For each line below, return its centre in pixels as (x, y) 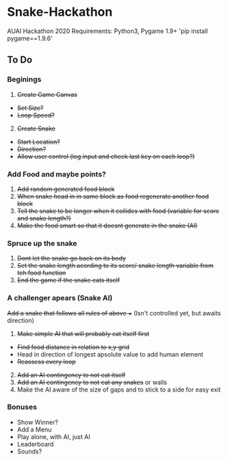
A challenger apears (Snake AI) (60, 298)
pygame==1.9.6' (30, 38)
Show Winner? (37, 422)
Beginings (24, 80)
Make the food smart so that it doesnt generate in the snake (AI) (107, 225)
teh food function (41, 273)
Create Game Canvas (47, 94)
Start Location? (38, 142)
